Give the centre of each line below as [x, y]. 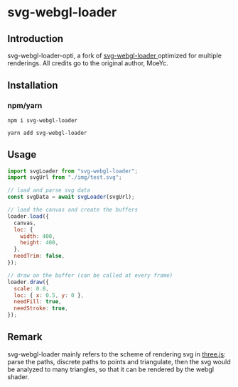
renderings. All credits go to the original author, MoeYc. [88, 63]
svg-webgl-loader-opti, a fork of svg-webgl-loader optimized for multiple [115, 55]
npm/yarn [25, 106]
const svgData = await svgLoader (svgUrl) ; [71, 197]
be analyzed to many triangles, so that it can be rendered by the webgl [111, 369]
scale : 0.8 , [32, 288]
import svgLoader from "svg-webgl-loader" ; [73, 171]
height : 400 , [39, 243]
